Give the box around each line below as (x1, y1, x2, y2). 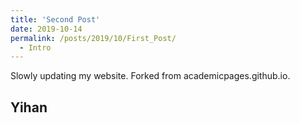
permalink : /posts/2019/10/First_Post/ (10, 33, 177, 43)
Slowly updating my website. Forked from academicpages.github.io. (10, 70, 291, 82)
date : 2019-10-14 (10, 24, 83, 34)
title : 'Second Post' (10, 14, 101, 25)
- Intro (19, 42, 52, 53)
